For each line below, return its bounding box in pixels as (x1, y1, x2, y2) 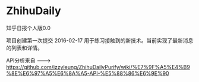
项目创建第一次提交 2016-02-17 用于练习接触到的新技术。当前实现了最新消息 (6, 37, 194, 44)
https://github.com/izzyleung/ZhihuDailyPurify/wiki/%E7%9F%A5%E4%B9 (6, 63, 190, 70)
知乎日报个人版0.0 (6, 24, 50, 31)
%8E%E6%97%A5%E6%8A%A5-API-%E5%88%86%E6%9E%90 (6, 70, 169, 77)
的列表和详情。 (6, 44, 43, 51)
